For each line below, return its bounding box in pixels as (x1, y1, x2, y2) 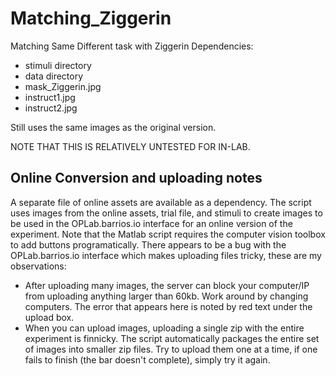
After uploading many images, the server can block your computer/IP (24, 279, 310, 291)
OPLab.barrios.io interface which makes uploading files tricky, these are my (10, 249, 322, 261)
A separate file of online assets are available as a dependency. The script (10, 196, 312, 208)
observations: (10, 260, 67, 272)
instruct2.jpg (24, 102, 78, 114)
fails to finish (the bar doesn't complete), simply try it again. (24, 353, 271, 366)
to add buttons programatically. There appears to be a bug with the (10, 238, 287, 251)
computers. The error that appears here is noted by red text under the (24, 300, 313, 312)
